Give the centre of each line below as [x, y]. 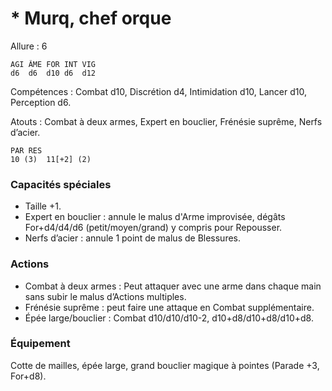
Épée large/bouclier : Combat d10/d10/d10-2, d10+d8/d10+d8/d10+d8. [169, 318]
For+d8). [28, 376]
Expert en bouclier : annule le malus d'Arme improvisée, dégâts [155, 217]
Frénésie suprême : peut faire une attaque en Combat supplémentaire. [169, 307]
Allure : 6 [29, 46]
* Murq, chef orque [91, 18]
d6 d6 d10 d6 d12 [53, 73]
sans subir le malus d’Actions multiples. [105, 296]
